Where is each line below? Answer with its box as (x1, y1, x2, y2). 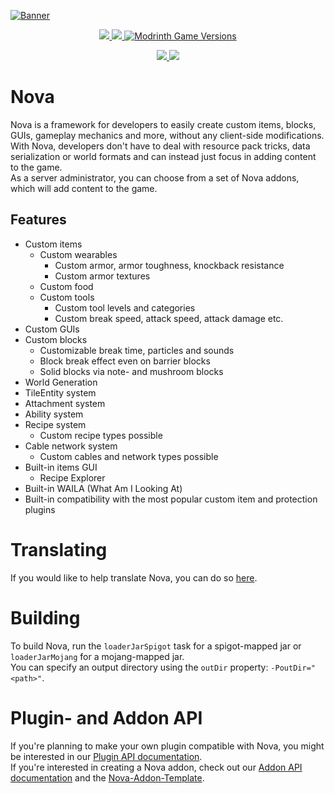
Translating (10, 538, 108, 561)
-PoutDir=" (270, 663, 316, 673)
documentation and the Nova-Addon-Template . (10, 771, 205, 784)
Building (10, 606, 81, 629)
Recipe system (24, 418, 87, 430)
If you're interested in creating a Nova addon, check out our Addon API (10, 761, 303, 773)
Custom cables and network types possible (39, 450, 219, 462)
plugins (24, 503, 56, 515)
